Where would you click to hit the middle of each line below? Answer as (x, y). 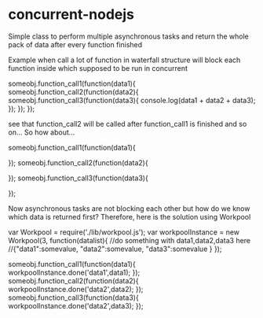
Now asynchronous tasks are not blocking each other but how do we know (129, 208)
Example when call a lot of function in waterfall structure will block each (124, 60)
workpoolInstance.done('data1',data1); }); (74, 272)
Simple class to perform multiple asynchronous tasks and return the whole (129, 36)
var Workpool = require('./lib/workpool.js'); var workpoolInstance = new (124, 232)
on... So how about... (42, 132)
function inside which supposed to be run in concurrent (98, 68)
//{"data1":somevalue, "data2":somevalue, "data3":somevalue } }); (115, 249)
